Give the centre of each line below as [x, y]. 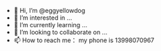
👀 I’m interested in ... [43, 18]
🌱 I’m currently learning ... [50, 25]
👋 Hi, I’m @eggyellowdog [49, 11]
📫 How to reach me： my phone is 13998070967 [84, 40]
